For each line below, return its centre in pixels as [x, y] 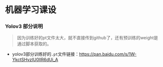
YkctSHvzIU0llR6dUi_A [35, 60]
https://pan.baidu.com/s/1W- [108, 54]
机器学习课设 [31, 10]
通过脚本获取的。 [34, 44]
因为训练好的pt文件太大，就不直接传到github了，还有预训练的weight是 [87, 38]
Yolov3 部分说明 [24, 26]
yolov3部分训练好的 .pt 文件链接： [45, 54]
